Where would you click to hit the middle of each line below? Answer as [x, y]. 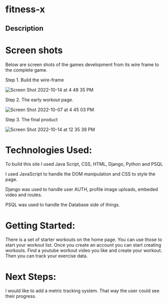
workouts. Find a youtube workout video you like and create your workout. [84, 251]
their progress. [21, 296]
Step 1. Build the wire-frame [35, 80]
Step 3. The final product [31, 119]
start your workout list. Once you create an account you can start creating [83, 245]
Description [24, 28]
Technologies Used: [49, 150]
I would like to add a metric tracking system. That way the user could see [82, 291]
